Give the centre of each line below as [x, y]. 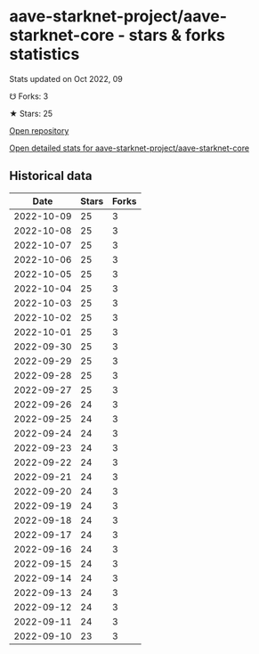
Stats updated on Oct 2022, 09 [66, 78]
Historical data [51, 176]
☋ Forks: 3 [29, 96]
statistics [45, 54]
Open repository [39, 130]
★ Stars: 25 [31, 113]
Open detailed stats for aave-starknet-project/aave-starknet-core [129, 148]
